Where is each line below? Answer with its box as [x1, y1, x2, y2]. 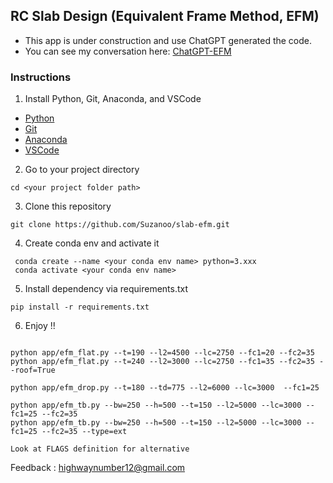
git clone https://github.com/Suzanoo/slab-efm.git [10, 220, 230, 230]
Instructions [10, 70, 72, 84]
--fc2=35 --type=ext [41, 427, 128, 437]
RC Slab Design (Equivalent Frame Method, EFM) [10, 8, 320, 25]
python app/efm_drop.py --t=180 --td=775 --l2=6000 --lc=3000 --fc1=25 [10, 383, 320, 393]
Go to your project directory [24, 164, 140, 176]
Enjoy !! [24, 320, 56, 332]
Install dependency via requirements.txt [24, 283, 189, 295]
